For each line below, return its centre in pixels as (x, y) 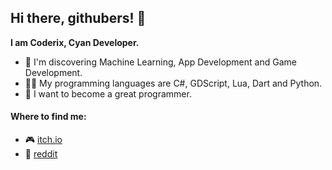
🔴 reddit (41, 154)
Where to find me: (48, 117)
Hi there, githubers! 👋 (78, 18)
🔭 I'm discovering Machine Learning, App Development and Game (160, 62)
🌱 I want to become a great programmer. (108, 93)
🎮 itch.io (43, 140)
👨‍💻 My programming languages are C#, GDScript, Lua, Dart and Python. (173, 83)
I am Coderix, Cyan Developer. (75, 42)
